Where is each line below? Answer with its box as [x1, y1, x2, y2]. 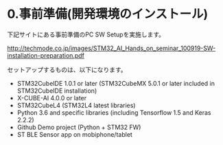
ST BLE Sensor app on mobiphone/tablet [16, 130, 132, 138]
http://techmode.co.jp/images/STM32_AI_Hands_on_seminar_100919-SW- [7, 44, 216, 52]
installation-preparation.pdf [7, 51, 84, 59]
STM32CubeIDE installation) [16, 87, 97, 95]
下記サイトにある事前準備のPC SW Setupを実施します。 [7, 30, 165, 38]
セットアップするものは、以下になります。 [7, 65, 127, 74]
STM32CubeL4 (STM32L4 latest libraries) [16, 101, 136, 109]
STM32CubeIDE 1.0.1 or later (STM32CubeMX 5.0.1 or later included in [16, 79, 215, 87]
